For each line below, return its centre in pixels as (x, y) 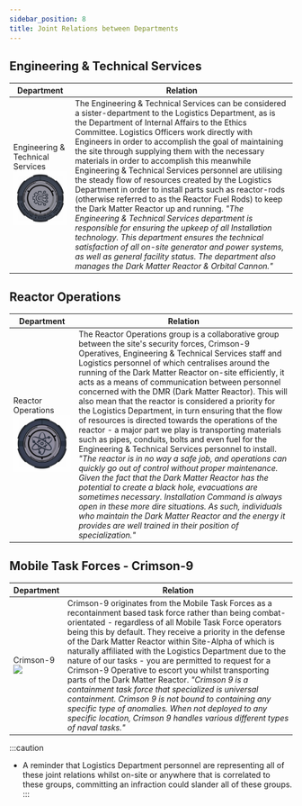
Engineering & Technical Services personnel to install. (178, 449)
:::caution (27, 747)
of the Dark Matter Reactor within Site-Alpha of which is (171, 642)
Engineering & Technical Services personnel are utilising (179, 170)
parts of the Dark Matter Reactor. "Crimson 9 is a (158, 680)
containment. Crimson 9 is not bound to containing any (169, 699)
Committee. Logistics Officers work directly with (164, 132)
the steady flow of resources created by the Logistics (173, 180)
